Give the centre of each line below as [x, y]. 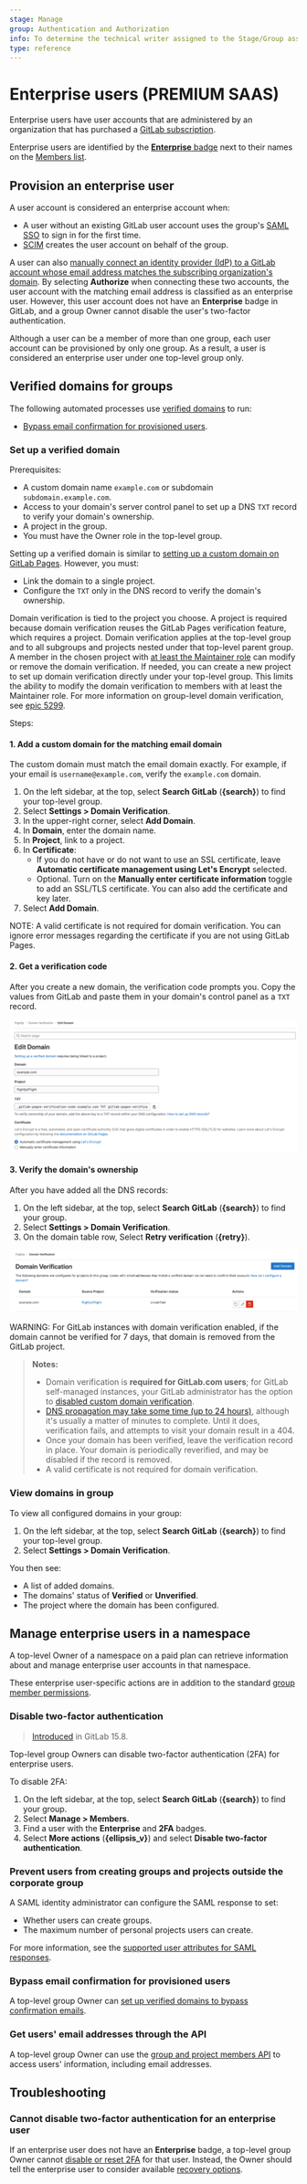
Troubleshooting [58, 2093]
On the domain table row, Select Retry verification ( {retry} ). [136, 1237]
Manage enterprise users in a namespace [130, 1634]
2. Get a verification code [58, 966]
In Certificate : [49, 850]
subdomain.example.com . [67, 497]
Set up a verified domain [65, 449]
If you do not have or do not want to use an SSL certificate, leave [159, 860]
